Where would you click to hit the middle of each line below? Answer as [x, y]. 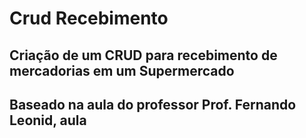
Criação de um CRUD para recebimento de [143, 55]
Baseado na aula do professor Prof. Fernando [153, 104]
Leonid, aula [48, 120]
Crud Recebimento [89, 18]
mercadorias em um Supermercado [122, 70]
